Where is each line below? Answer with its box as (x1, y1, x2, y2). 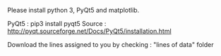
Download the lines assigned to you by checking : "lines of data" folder (7, 41, 214, 48)
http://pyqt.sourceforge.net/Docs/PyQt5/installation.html (7, 27, 172, 35)
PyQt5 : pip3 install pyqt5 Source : (7, 20, 107, 27)
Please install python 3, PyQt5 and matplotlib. (7, 6, 140, 14)
